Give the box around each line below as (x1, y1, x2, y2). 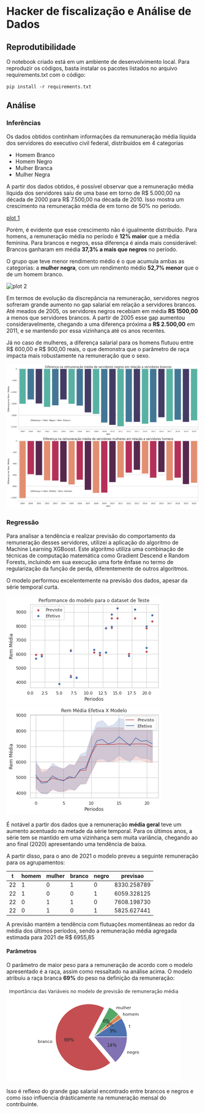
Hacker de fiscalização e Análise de (6, 4, 192, 18)
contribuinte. (6, 1100, 39, 1107)
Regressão (6, 518, 39, 527)
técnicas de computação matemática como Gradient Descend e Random (6, 551, 190, 559)
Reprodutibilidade (6, 42, 76, 52)
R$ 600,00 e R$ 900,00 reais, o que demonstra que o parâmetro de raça (6, 345, 190, 352)
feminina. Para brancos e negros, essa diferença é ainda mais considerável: (6, 239, 197, 246)
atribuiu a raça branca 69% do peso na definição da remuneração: (6, 974, 175, 982)
